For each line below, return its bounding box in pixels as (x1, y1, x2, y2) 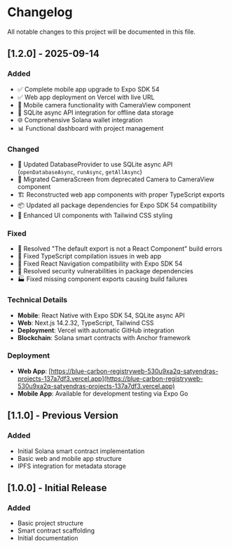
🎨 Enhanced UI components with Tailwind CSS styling (17, 211, 173, 219)
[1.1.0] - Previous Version (7, 410, 118, 422)
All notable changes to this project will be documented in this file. (7, 27, 196, 36)
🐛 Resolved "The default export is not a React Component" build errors (17, 244, 223, 253)
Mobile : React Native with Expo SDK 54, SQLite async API (17, 311, 185, 320)
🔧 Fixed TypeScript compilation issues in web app (17, 252, 162, 261)
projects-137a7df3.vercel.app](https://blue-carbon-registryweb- (17, 374, 203, 383)
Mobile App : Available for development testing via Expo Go (17, 389, 189, 398)
